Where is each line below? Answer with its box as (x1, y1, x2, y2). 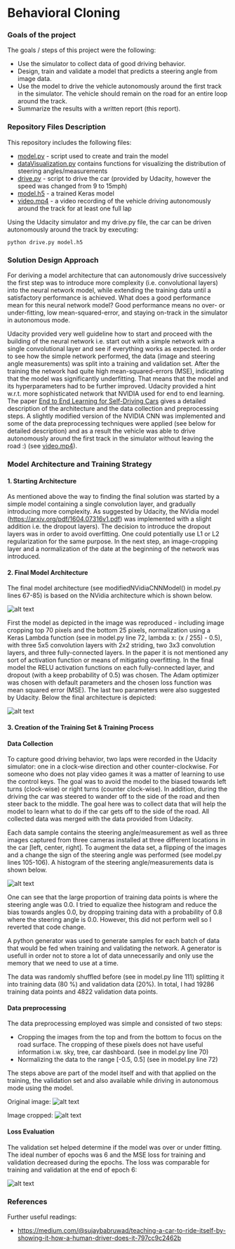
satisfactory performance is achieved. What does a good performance (7, 293, 211, 302)
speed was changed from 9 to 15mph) (17, 182, 128, 190)
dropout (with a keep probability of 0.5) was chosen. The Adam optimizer (7, 671, 220, 680)
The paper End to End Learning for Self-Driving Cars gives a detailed (7, 397, 206, 405)
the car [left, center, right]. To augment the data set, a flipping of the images (7, 843, 227, 852)
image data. (17, 75, 52, 83)
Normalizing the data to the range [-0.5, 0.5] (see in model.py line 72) (17, 1055, 219, 1064)
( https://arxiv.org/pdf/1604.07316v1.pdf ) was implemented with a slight (7, 515, 212, 524)
